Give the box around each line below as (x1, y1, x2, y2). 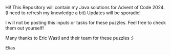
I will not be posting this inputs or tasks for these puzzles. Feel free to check (5, 20, 166, 25)
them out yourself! (5, 25, 45, 31)
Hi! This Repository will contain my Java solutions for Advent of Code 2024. (5, 5, 165, 10)
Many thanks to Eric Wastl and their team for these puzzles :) (5, 35, 134, 41)
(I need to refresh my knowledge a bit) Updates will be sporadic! (5, 10, 141, 16)
